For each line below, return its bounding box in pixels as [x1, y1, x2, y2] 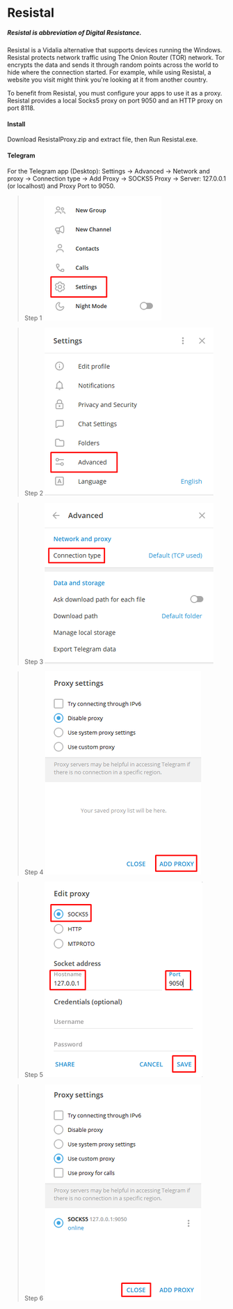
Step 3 [24, 657, 44, 666]
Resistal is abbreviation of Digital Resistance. [7, 28, 142, 36]
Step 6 [24, 1294, 44, 1302]
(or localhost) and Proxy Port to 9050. [7, 181, 115, 190]
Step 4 [24, 868, 44, 876]
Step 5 [24, 1070, 44, 1078]
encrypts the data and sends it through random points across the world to [7, 61, 219, 69]
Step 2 [24, 489, 44, 497]
